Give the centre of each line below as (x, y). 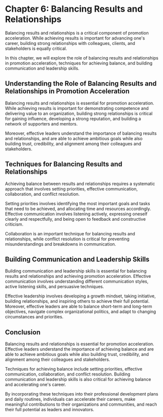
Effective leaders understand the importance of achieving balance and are (80, 349)
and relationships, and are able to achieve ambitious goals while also (74, 138)
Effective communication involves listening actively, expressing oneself (76, 214)
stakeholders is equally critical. (36, 48)
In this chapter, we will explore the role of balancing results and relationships (82, 58)
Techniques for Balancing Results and (64, 164)
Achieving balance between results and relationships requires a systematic (80, 184)
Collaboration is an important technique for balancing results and (70, 233)
